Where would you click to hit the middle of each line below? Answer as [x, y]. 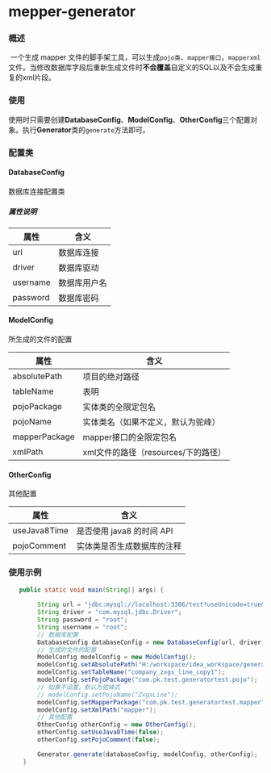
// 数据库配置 [58, 635]
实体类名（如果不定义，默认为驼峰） [151, 422]
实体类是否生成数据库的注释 [129, 546]
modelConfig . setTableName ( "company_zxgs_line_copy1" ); [131, 672]
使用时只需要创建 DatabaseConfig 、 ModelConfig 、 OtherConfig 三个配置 [130, 119]
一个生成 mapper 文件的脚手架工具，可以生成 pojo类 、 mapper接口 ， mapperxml [135, 57]
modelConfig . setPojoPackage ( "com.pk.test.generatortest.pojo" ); [148, 680]
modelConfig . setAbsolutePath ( [88, 665]
